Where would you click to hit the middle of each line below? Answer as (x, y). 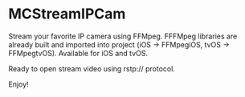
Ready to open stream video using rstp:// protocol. (92, 68)
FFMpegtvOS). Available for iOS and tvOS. (78, 53)
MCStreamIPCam (67, 14)
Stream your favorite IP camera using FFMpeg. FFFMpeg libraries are (123, 36)
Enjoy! (19, 84)
